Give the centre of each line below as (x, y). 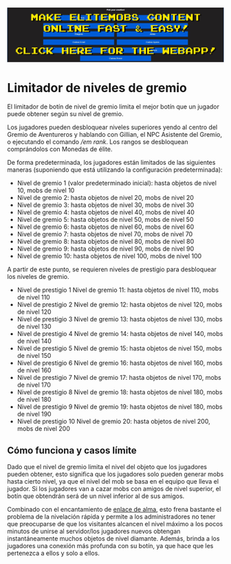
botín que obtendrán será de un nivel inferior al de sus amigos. (96, 496)
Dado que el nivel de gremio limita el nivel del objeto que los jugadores (107, 467)
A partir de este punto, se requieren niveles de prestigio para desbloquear (112, 269)
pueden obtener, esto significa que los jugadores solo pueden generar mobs (115, 474)
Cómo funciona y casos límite (72, 450)
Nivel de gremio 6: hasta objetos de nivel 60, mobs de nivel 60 (106, 227)
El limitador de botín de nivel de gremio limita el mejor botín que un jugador (113, 106)
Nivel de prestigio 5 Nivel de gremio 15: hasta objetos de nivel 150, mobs (119, 348)
